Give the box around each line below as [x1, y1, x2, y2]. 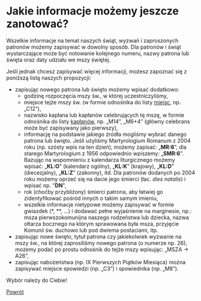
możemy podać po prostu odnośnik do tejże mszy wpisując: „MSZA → [14, 246, 189, 253]
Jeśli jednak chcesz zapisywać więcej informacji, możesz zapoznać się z [6, 67, 187, 75]
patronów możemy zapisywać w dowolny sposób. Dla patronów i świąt [6, 43, 181, 51]
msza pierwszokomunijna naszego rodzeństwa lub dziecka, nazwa [23, 214, 189, 221]
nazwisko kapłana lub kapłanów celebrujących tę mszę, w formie [23, 111, 185, 119]
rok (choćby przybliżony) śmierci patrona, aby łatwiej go [23, 188, 163, 195]
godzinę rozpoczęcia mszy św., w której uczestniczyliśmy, [23, 92, 169, 99]
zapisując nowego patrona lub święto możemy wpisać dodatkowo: [14, 85, 179, 93]
